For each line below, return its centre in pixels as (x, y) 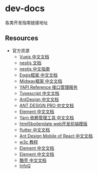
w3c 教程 (29, 142)
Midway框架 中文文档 (41, 81)
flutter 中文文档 (35, 130)
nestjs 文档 (30, 63)
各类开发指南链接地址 (26, 22)
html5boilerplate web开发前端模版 (53, 124)
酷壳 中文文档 (33, 160)
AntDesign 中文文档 (39, 99)
